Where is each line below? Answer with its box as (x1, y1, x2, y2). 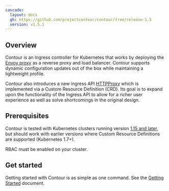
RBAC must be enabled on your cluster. (5, 146, 88, 152)
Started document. (5, 180, 45, 186)
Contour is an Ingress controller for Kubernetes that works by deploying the (5, 54, 164, 60)
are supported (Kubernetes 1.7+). (5, 136, 75, 142)
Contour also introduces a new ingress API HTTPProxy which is (5, 80, 139, 87)
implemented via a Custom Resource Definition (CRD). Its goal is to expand (5, 86, 163, 92)
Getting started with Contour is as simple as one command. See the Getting (5, 175, 164, 181)
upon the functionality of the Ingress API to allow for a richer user (5, 92, 143, 98)
